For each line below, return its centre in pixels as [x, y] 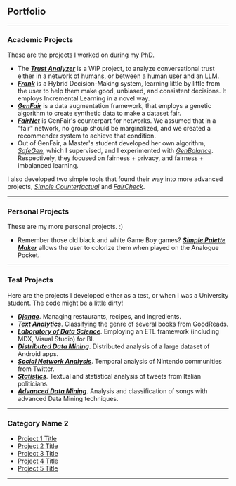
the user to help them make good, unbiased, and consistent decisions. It [122, 91]
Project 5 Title [38, 468]
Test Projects [31, 280]
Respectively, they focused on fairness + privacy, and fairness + [110, 158]
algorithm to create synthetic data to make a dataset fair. [99, 113]
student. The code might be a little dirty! [65, 303]
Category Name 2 [38, 423]
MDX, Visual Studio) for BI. [56, 339]
